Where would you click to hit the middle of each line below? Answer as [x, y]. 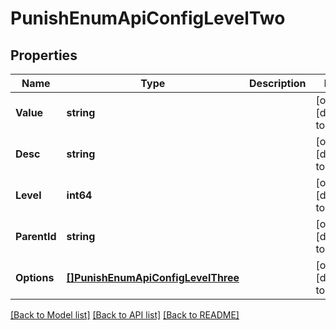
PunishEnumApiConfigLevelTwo [148, 18]
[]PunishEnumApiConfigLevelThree [153, 277]
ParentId [36, 236]
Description [278, 83]
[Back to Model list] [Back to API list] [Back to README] [125, 315]
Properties [44, 55]
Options [35, 277]
